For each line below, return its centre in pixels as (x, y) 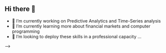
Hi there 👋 (20, 9)
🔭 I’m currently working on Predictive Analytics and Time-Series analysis (86, 21)
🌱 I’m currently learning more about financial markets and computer (81, 26)
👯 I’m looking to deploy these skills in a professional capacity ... (77, 36)
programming (26, 31)
